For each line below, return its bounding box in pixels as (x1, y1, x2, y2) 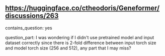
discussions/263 (5, 12, 59, 20)
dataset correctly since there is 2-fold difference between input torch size (5, 40, 157, 46)
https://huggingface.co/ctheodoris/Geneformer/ (5, 4, 160, 12)
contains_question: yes (5, 25, 52, 31)
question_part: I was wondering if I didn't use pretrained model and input (5, 34, 154, 40)
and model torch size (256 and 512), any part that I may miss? (5, 45, 132, 51)
